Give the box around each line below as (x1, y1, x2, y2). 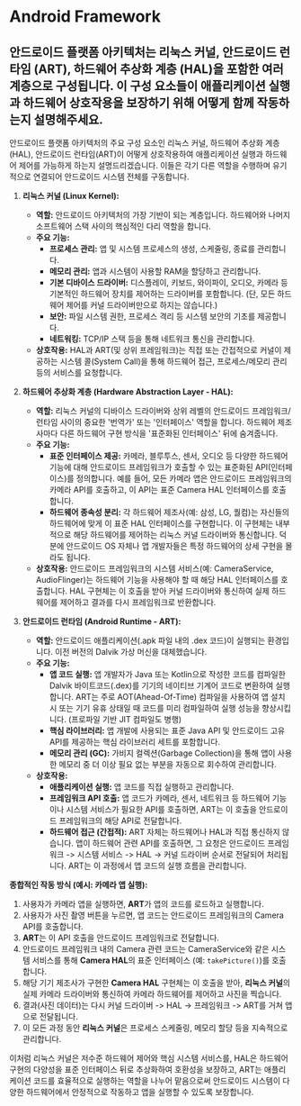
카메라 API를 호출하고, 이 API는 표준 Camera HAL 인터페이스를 (49, 485, 270, 494)
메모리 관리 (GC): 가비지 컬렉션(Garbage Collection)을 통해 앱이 (49, 748, 276, 758)
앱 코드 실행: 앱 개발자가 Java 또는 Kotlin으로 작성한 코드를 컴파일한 (49, 669, 286, 679)
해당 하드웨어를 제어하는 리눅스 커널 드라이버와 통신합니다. (73, 530, 278, 539)
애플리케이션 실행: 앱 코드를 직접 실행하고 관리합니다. (49, 782, 235, 792)
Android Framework (9, 6, 162, 27)
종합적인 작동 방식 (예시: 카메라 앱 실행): (9, 880, 148, 890)
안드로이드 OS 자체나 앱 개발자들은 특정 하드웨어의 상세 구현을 (66, 540, 284, 551)
